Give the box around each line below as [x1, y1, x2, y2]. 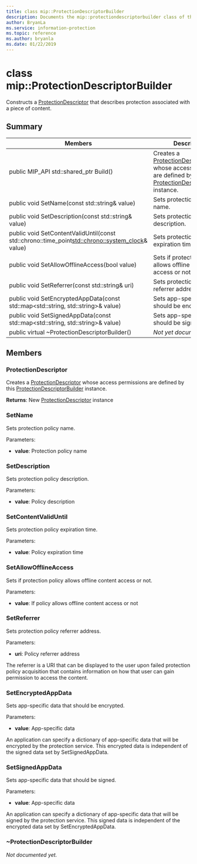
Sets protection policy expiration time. [6, 526, 98, 533]
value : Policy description [14, 498, 75, 505]
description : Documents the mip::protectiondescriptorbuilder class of [6, 14, 185, 20]
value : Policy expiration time [14, 549, 84, 556]
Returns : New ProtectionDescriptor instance [6, 397, 114, 404]
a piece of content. [6, 104, 52, 112]
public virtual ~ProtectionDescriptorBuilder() [9, 328, 132, 336]
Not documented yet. [6, 851, 57, 858]
